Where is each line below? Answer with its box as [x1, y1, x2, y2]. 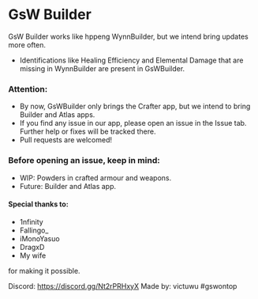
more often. [8, 40, 46, 49]
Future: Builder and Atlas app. [19, 181, 117, 191]
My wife [19, 251, 47, 260]
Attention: [8, 83, 48, 94]
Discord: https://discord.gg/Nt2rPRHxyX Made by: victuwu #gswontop [8, 281, 237, 290]
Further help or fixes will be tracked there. [19, 127, 156, 136]
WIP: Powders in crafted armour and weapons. [19, 172, 172, 183]
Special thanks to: [8, 199, 69, 209]
